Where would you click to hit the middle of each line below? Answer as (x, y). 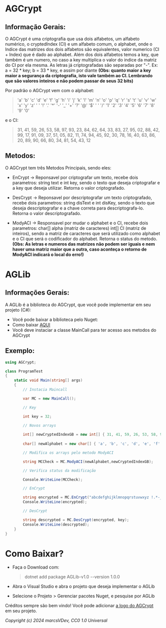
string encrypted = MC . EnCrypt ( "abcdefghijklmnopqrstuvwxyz (86, 497)
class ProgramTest (24, 371)
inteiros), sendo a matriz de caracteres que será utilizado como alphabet (86, 233)
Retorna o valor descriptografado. (47, 213)
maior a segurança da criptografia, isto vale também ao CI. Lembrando (79, 76)
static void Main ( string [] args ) (48, 380)
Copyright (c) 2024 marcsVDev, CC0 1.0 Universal (56, 621)
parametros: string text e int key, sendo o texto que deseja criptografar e (86, 183)
